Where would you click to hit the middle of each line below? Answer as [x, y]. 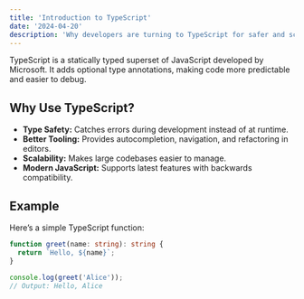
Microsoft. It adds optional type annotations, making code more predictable [150, 70]
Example [34, 206]
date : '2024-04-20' [46, 26]
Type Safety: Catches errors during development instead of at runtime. [156, 130]
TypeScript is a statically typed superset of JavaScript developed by [137, 61]
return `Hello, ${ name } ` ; [66, 252]
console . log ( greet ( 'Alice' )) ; [66, 277]
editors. [37, 149]
